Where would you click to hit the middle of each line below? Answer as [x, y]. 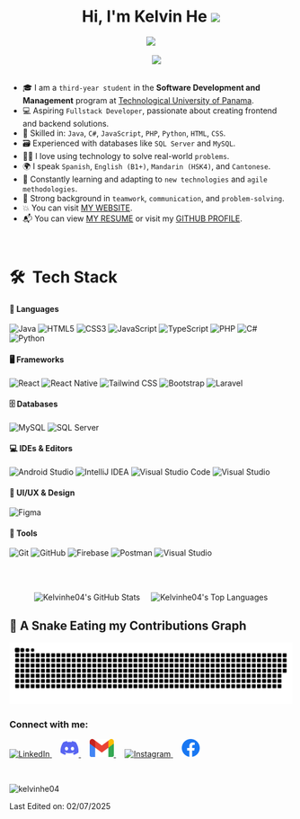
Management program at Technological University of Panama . [138, 100]
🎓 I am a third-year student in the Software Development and [141, 87]
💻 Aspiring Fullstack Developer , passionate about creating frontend [150, 111]
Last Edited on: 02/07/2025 [60, 806]
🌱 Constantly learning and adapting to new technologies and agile [145, 179]
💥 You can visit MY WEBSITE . [77, 208]
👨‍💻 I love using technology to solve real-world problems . [126, 156]
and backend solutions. [66, 123]
